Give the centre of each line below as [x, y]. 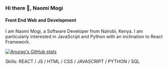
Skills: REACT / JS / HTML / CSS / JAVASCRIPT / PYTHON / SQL [73, 61]
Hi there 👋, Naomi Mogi [34, 8]
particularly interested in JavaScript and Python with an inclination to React [84, 37]
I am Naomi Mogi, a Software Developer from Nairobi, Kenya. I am [74, 31]
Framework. [18, 42]
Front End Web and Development [41, 20]
